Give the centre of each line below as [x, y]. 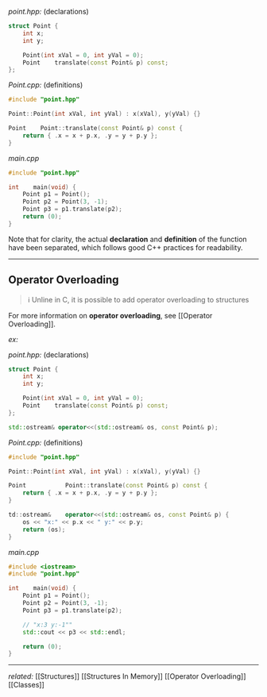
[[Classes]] [27, 685]
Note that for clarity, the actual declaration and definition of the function [128, 239]
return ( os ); [44, 529]
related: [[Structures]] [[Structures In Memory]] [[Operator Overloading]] [127, 676]
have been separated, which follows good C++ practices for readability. [126, 247]
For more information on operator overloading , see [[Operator [110, 315]
